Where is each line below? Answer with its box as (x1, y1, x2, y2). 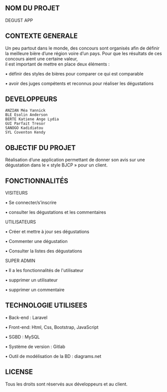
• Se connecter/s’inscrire (5, 199, 57, 205)
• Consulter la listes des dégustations (5, 248, 82, 254)
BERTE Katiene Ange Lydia (5, 117, 59, 122)
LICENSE (5, 367, 33, 376)
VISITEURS (5, 190, 28, 196)
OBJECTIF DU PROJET (5, 143, 76, 152)
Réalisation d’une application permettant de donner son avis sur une (5, 157, 146, 163)
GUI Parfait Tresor (5, 121, 46, 126)
